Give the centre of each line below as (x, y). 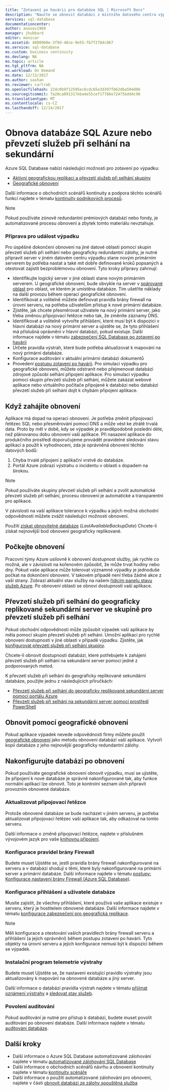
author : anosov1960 (26, 29)
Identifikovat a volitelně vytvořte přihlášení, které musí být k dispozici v (86, 321)
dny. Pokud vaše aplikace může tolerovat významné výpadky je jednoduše (82, 570)
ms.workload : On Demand (30, 71)
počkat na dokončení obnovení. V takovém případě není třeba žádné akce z (83, 575)
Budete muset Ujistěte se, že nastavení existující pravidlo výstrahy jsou (78, 973)
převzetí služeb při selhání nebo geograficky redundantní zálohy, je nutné (81, 252)
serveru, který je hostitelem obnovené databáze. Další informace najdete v (82, 908)
